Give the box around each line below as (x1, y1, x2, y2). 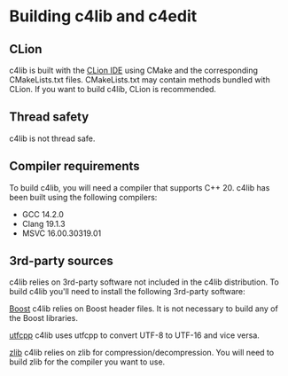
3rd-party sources (9, 254, 113, 269)
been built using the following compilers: (9, 192, 158, 202)
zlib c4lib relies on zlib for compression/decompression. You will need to (9, 348, 275, 358)
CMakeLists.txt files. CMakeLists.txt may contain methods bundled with (9, 74, 270, 85)
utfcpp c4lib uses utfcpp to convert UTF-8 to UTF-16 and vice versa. (9, 330, 260, 341)
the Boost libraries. (9, 313, 78, 324)
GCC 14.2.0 (21, 208, 64, 219)
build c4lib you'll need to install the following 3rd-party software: (9, 286, 245, 297)
